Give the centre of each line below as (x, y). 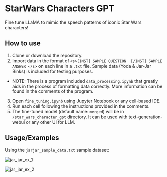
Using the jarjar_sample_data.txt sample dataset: (57, 150)
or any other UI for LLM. (51, 122)
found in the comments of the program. (53, 91)
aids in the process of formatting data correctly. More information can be (87, 86)
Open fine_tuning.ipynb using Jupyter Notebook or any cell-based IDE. (86, 101)
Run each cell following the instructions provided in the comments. (81, 106)
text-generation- (145, 117)
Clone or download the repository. (48, 55)
